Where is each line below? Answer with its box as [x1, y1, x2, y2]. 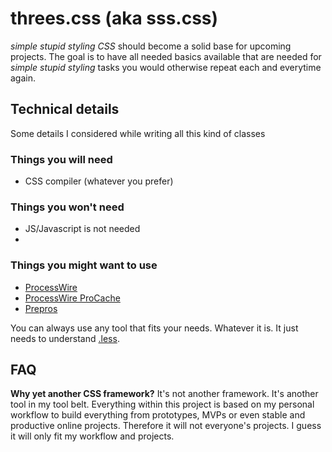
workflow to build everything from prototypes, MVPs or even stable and [10, 409, 306, 421]
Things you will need [10, 152, 113, 166]
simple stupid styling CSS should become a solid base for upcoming [10, 40, 292, 52]
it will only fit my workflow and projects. [10, 430, 175, 442]
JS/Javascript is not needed [24, 223, 141, 235]
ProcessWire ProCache [24, 292, 121, 304]
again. [10, 72, 37, 84]
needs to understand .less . [10, 332, 120, 344]
